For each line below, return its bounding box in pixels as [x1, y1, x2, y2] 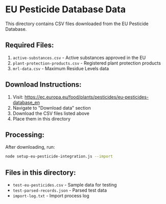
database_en [12, 99, 40, 106]
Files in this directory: [5, 168, 76, 177]
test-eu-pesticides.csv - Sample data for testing [12, 182, 117, 188]
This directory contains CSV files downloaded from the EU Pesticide [5, 21, 149, 27]
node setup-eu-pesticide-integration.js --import [5, 154, 113, 159]
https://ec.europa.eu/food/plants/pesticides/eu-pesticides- [25, 94, 149, 100]
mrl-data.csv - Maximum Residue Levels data [12, 65, 109, 71]
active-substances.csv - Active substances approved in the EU [12, 54, 146, 60]
